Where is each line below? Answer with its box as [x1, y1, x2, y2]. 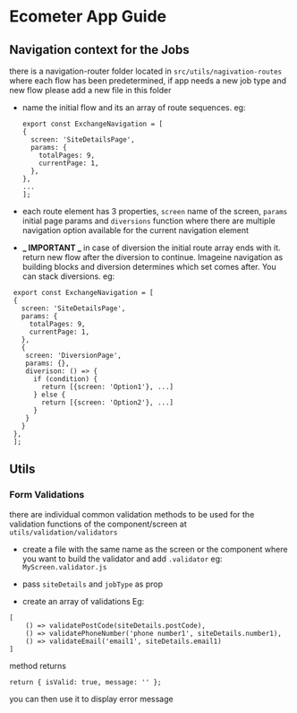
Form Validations [9, 489, 85, 501]
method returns [9, 660, 67, 671]
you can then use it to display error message [9, 693, 174, 704]
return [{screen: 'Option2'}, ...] [41, 398, 174, 407]
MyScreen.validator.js [21, 562, 107, 571]
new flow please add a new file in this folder [9, 85, 172, 95]
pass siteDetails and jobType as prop [21, 578, 164, 589]
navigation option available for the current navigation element [21, 225, 249, 235]
